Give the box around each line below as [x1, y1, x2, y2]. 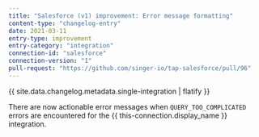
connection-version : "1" [8, 57, 92, 65]
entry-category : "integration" [8, 42, 114, 50]
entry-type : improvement [8, 34, 92, 43]
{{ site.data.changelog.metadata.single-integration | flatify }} [8, 86, 210, 96]
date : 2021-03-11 [8, 27, 67, 35]
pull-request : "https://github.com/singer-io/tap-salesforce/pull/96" [8, 64, 252, 73]
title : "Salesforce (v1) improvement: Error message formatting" [8, 11, 233, 20]
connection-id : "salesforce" [8, 49, 107, 57]
